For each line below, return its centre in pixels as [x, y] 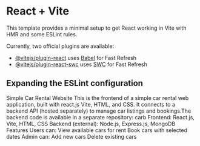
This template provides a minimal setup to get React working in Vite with [96, 28]
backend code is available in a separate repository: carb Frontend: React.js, [101, 117]
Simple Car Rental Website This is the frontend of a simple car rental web [98, 98]
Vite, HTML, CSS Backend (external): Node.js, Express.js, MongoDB [91, 124]
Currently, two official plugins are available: [60, 46]
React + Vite [38, 11]
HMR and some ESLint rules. [42, 34]
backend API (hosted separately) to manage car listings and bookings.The [99, 111]
